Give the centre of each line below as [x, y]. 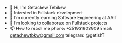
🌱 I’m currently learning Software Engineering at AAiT [63, 18]
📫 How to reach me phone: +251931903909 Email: [61, 28]
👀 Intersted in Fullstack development [46, 13]
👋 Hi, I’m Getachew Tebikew [38, 7]
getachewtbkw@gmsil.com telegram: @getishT [57, 35]
